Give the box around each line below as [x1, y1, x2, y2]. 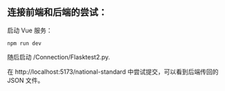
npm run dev [7, 40, 42, 47]
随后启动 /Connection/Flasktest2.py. [7, 52, 111, 61]
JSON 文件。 [7, 76, 44, 84]
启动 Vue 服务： [7, 26, 53, 34]
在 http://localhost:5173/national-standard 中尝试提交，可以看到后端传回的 [7, 68, 219, 76]
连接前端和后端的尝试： [7, 6, 107, 19]
